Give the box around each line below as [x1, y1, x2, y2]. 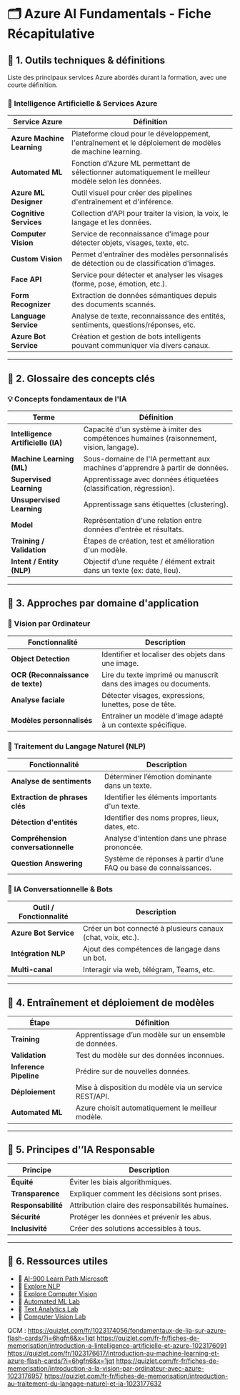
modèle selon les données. [71, 176, 162, 186]
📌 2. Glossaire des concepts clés [7, 372, 156, 384]
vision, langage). [83, 442, 139, 452]
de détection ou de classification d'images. [71, 259, 216, 269]
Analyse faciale [11, 694, 66, 704]
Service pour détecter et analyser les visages [71, 270, 224, 280]
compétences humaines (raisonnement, [83, 433, 217, 443]
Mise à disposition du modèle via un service [75, 1083, 223, 1093]
